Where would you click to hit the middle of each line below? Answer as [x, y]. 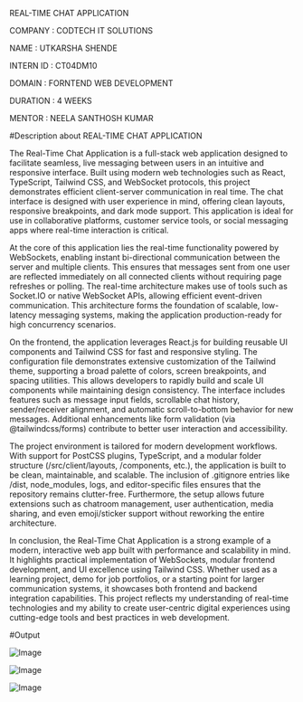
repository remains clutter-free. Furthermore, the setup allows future [137, 494]
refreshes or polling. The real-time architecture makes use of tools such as [148, 286]
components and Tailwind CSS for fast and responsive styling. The [133, 351]
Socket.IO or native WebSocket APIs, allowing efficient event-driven [136, 296]
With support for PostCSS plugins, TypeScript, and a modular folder [136, 455]
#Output [25, 635]
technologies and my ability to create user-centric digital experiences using [150, 608]
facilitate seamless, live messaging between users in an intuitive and [137, 163]
